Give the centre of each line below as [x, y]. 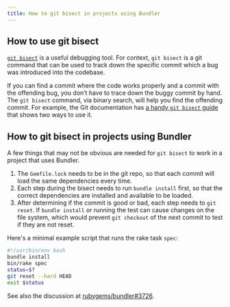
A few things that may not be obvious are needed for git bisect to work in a [115, 153]
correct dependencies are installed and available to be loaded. [105, 196]
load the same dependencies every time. [74, 181]
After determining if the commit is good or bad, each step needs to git [117, 203]
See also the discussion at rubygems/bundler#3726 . [81, 295]
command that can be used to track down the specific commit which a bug [113, 65]
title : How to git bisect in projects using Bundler [84, 13]
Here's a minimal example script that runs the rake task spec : [92, 238]
